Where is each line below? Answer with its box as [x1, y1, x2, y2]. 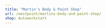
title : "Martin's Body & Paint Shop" [5, 7, 82, 12]
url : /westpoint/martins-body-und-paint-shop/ [5, 11, 102, 16]
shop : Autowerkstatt [5, 16, 47, 20]
